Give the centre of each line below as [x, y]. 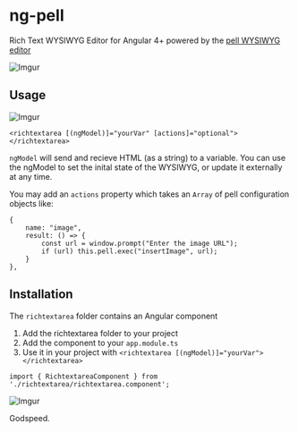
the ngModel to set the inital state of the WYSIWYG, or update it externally [146, 167]
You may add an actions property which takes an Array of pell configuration [149, 194]
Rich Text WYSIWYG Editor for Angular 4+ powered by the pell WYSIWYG [145, 40]
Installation [41, 295]
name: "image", [54, 228]
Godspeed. [30, 418]
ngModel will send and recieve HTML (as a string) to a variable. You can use [148, 157]
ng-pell [37, 16]
